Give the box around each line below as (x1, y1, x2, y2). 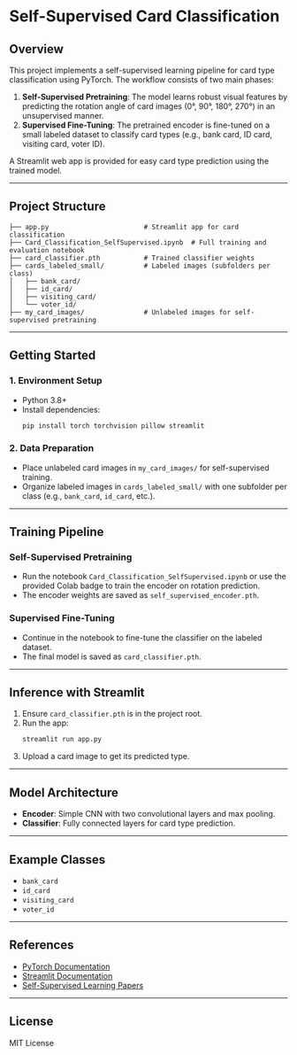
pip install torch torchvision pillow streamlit (21, 421, 205, 431)
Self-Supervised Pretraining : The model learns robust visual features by (21, 91, 288, 102)
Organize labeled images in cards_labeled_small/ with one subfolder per (21, 481, 287, 492)
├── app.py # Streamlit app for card (9, 222, 240, 231)
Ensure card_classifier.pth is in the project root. (21, 709, 203, 719)
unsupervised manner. (21, 111, 104, 120)
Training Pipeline (9, 524, 104, 539)
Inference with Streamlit (9, 685, 145, 701)
